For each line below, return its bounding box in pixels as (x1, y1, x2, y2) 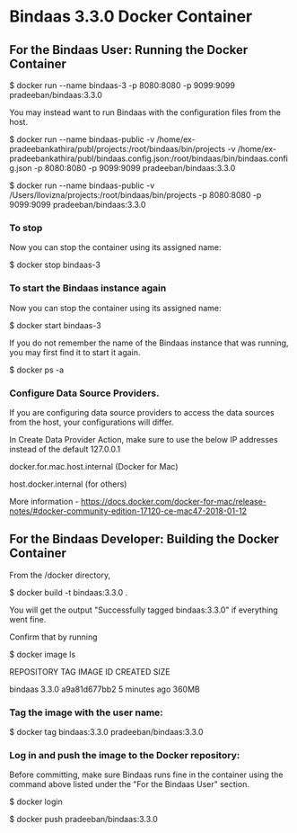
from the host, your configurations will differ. (9, 416, 174, 427)
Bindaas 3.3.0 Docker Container (9, 6, 253, 27)
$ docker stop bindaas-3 (9, 259, 101, 271)
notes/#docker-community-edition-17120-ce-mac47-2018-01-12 (9, 506, 248, 516)
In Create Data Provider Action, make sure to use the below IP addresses (9, 434, 278, 444)
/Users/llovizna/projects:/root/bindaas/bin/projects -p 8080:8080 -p (9, 190, 262, 200)
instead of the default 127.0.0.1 (9, 443, 121, 454)
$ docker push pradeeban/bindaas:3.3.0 (9, 814, 159, 825)
